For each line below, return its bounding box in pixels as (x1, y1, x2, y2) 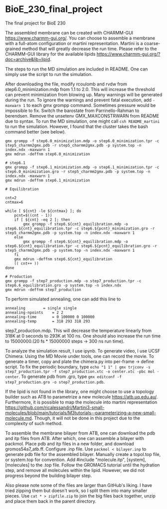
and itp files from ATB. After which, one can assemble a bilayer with (5, 435, 145, 441)
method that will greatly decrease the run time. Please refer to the (22, 45, 157, 51)
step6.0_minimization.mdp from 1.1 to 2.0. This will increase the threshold (5, 86, 155, 92)
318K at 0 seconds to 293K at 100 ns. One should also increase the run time (5, 332, 161, 338)
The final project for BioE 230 (5, 20, 66, 26)
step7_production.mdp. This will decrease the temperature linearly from (5, 327, 152, 333)
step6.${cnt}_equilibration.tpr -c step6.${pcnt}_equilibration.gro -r (5, 243, 157, 248)
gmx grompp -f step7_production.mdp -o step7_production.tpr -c (5, 278, 142, 283)
